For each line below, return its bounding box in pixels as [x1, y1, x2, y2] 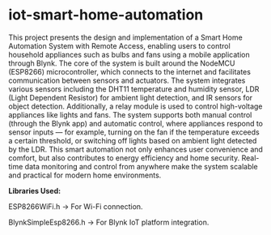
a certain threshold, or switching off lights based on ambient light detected [8, 135, 257, 145]
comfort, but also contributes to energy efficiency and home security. [8, 152, 240, 163]
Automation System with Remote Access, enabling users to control [8, 41, 231, 50]
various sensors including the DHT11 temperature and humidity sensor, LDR [8, 83, 260, 94]
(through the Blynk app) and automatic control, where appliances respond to [8, 118, 264, 128]
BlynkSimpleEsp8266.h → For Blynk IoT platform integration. [8, 217, 210, 227]
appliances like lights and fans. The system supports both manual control [8, 109, 252, 119]
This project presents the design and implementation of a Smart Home [8, 32, 243, 42]
